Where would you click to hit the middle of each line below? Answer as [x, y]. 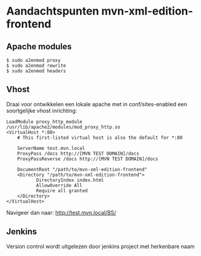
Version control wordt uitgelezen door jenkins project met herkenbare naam [100, 246]
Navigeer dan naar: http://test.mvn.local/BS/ [61, 212]
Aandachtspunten [53, 11]
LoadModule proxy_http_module [44, 122]
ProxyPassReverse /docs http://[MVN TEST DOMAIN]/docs [88, 159]
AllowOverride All [59, 185]
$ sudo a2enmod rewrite [36, 66]
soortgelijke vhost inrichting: [42, 110]
